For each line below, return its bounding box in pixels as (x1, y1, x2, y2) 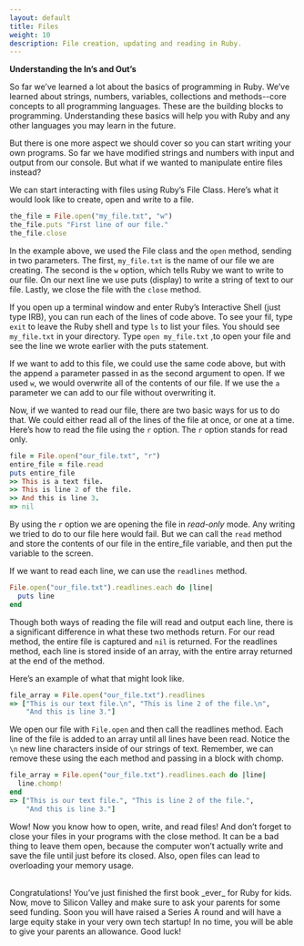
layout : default (9, 13, 71, 23)
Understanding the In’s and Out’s (9, 64, 137, 75)
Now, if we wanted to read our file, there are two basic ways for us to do (9, 405, 280, 416)
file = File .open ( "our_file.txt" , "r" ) (9, 451, 161, 460)
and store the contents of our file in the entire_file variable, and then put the (9, 539, 293, 549)
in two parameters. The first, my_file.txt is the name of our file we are (9, 254, 275, 265)
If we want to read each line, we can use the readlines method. (9, 566, 248, 576)
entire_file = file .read (9, 459, 104, 469)
